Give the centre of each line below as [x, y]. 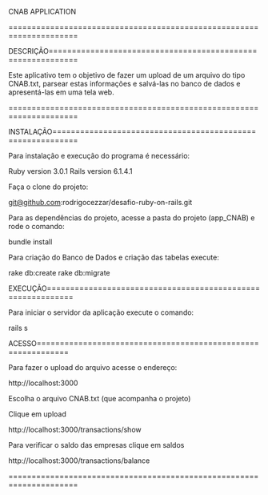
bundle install [30, 242]
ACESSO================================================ [134, 343]
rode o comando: [37, 226]
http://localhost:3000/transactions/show [75, 429]
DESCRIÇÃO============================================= [133, 51]
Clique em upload [37, 414]
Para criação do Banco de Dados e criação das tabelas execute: [114, 257]
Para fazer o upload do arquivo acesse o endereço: [93, 367]
